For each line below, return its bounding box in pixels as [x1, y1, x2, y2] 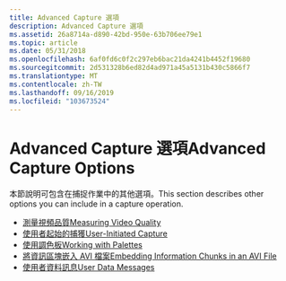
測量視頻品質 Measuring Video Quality [22, 217, 161, 228]
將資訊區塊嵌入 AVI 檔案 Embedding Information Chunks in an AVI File [22, 250, 277, 261]
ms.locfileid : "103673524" [9, 96, 110, 106]
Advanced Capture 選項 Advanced [9, 138, 266, 158]
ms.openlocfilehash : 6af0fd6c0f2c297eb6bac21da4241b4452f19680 [9, 55, 251, 64]
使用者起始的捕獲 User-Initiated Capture [22, 228, 169, 239]
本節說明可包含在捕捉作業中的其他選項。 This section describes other [9, 189, 264, 199]
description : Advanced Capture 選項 [9, 22, 143, 31]
